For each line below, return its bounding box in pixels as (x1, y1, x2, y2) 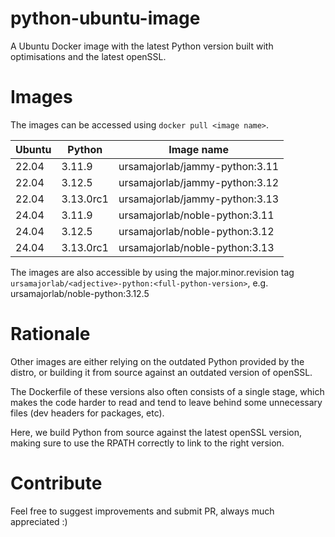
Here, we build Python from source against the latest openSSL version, (10, 426, 302, 438)
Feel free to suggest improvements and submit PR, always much (10, 505, 275, 517)
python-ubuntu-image (10, 7, 201, 30)
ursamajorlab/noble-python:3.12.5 (10, 287, 150, 299)
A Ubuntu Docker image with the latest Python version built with (10, 40, 274, 52)
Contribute (10, 472, 103, 494)
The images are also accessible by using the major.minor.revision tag (10, 266, 295, 278)
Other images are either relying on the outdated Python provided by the (10, 355, 305, 367)
